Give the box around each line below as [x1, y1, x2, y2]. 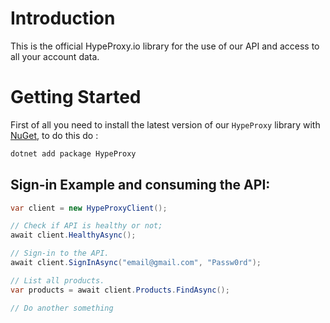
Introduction [10, 7, 116, 30]
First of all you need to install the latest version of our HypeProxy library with [10, 118, 321, 131]
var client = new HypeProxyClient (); [10, 203, 168, 213]
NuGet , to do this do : [10, 129, 99, 141]
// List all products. [10, 275, 105, 286]
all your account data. [10, 50, 100, 62]
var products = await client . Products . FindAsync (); [10, 285, 230, 295]
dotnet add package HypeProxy [10, 148, 137, 159]
